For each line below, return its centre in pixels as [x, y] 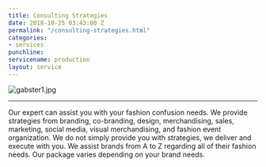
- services [26, 45]
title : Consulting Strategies [58, 15]
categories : [28, 38]
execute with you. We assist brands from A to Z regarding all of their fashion [132, 146]
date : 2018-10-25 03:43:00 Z [56, 23]
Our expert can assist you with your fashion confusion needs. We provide [128, 112]
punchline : [26, 52]
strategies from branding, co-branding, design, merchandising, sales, [122, 120]
